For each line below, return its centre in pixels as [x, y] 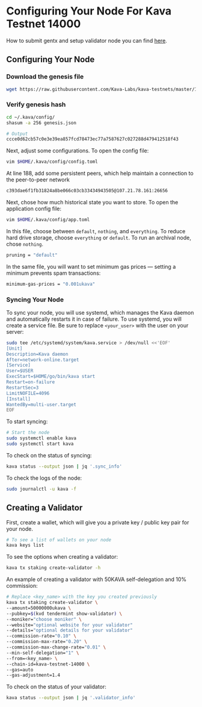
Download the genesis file [45, 77]
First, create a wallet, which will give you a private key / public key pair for [98, 522]
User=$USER [20, 371]
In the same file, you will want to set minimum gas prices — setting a [91, 266]
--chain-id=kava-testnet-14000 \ [48, 664]
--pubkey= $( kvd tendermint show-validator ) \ [64, 614]
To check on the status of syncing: [49, 455]
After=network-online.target [43, 360]
